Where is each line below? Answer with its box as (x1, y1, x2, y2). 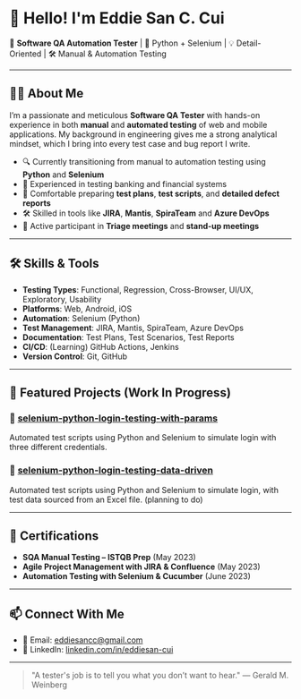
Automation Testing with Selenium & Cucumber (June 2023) (21, 571, 251, 582)
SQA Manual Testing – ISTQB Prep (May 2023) (21, 552, 197, 563)
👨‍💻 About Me (9, 86, 84, 101)
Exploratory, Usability (21, 294, 102, 304)
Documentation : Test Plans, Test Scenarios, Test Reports (21, 331, 235, 343)
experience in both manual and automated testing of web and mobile (9, 119, 268, 130)
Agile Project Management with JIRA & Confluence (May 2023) (21, 561, 262, 572)
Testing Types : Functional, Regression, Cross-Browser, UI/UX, (21, 284, 254, 294)
